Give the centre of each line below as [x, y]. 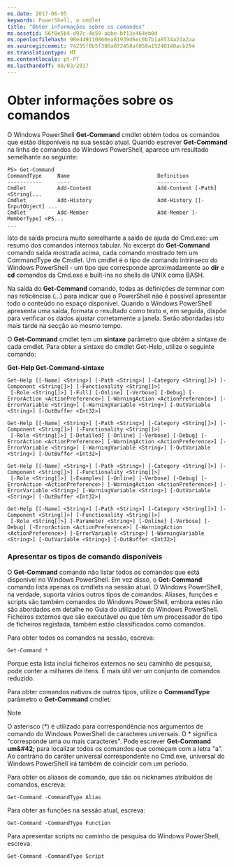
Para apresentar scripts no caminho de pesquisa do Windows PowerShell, [114, 836]
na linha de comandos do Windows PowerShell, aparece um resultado [108, 149]
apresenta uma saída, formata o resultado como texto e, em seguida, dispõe [117, 310]
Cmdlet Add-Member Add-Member [98, 213]
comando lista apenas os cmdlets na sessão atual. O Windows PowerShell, [115, 587]
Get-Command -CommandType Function [59, 823]
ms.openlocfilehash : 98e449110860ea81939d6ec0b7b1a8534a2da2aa [101, 40]
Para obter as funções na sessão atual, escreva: [76, 810]
